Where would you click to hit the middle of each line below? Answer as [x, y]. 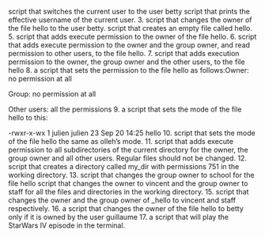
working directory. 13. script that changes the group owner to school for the [131, 175]
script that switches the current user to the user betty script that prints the [129, 11]
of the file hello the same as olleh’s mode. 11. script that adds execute [121, 141]
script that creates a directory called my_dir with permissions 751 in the [124, 166]
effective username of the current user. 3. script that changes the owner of [130, 20]
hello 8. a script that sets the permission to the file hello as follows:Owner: [129, 70]
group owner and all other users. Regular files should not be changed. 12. [128, 158]
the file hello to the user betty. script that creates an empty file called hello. [131, 28]
